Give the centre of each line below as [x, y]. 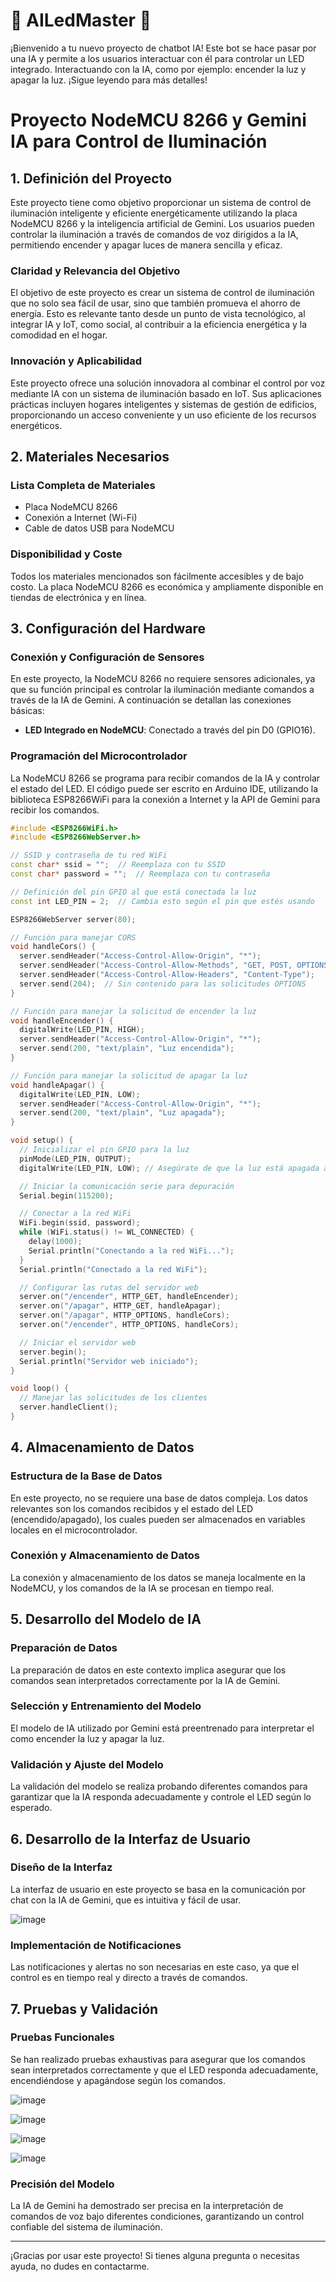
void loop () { [40, 1389]
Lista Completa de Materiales [83, 485]
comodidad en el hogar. [59, 335]
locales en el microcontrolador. [74, 1530]
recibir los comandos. [55, 810]
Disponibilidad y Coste [66, 554]
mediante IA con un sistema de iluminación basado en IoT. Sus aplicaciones [166, 393]
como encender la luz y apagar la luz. [87, 1738]
